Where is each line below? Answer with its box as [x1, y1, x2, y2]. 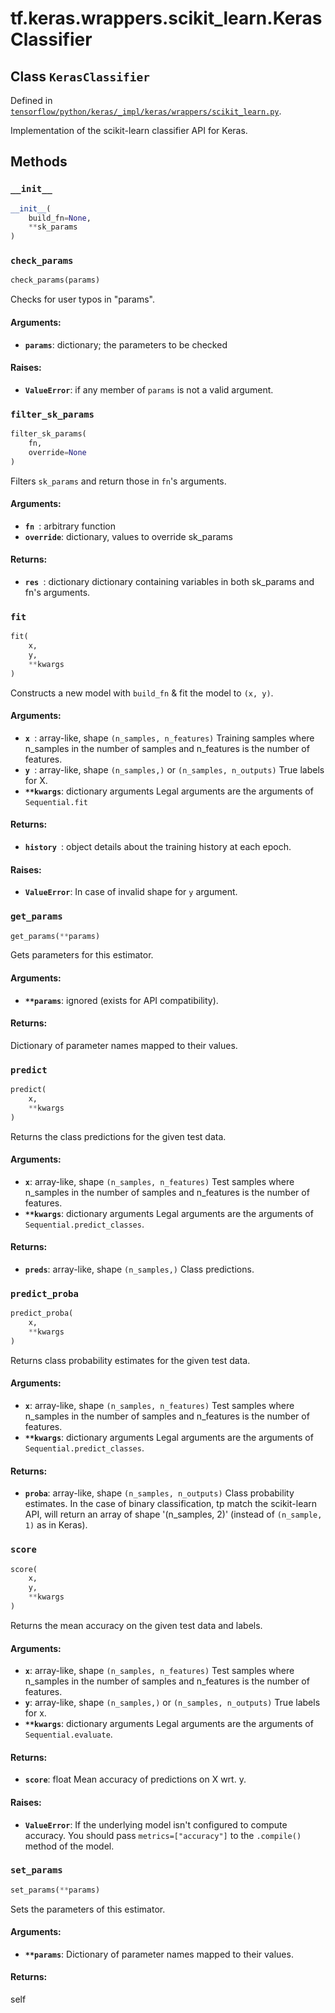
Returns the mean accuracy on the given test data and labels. [10, 1619, 263, 1631]
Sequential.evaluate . [24, 1728, 113, 1741]
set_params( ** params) [10, 1885, 101, 1895]
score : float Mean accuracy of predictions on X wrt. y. [24, 1773, 247, 1786]
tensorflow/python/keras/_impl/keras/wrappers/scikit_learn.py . [10, 105, 282, 117]
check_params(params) [10, 275, 101, 286]
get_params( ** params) [10, 931, 101, 941]
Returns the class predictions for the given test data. [10, 1130, 227, 1142]
